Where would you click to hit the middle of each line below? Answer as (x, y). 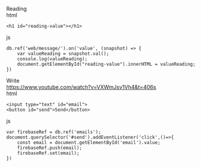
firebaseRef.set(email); (48, 153)
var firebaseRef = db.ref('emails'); (54, 132)
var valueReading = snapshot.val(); (63, 54)
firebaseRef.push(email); (50, 148)
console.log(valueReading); (52, 59)
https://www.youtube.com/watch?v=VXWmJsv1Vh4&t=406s (81, 87)
